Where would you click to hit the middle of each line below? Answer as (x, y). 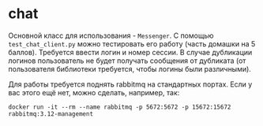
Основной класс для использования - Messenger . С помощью (111, 35)
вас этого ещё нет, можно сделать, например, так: (94, 92)
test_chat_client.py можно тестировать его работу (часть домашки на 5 (132, 43)
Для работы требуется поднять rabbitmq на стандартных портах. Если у (130, 84)
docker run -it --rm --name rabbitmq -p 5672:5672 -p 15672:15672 (120, 107)
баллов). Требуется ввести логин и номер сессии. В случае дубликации (130, 52)
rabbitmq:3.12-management (51, 114)
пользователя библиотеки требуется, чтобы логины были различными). (130, 69)
